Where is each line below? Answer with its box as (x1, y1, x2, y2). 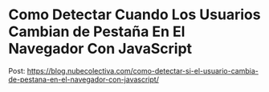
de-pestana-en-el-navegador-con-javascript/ (8, 74, 159, 84)
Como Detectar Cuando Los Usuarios (8, 6, 261, 24)
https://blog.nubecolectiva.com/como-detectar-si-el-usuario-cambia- (26, 66, 259, 75)
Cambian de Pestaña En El (8, 22, 185, 41)
